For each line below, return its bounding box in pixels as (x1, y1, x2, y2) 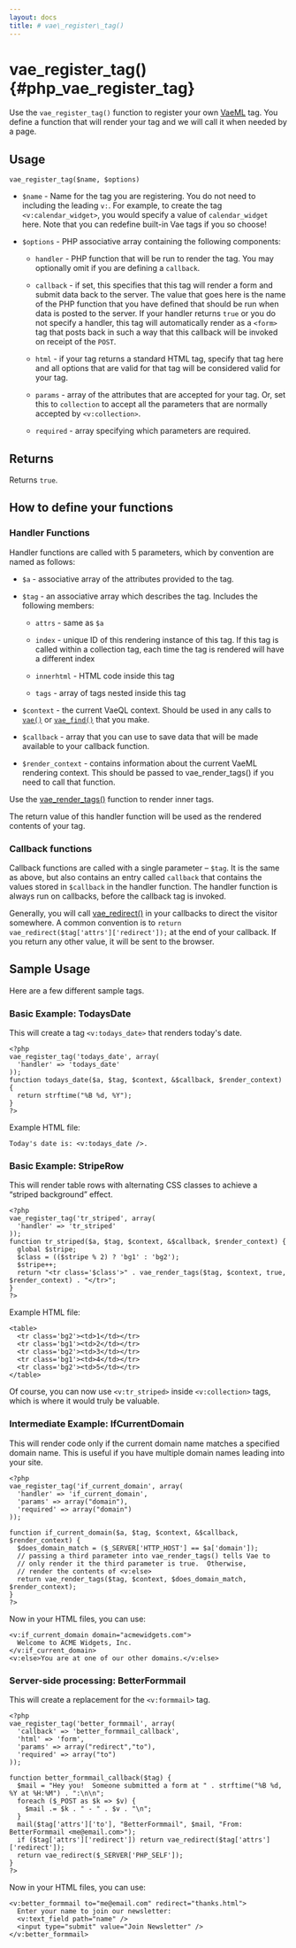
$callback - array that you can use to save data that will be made (21, 731, 259, 742)
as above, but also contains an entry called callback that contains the (9, 872, 262, 883)
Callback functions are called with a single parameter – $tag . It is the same (9, 862, 280, 873)
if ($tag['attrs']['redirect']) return (17, 1836, 164, 1844)
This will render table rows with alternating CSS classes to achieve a (9, 1179, 258, 1191)
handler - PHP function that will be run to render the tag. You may (34, 253, 274, 264)
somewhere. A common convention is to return (9, 917, 182, 928)
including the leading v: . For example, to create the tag (21, 200, 223, 211)
